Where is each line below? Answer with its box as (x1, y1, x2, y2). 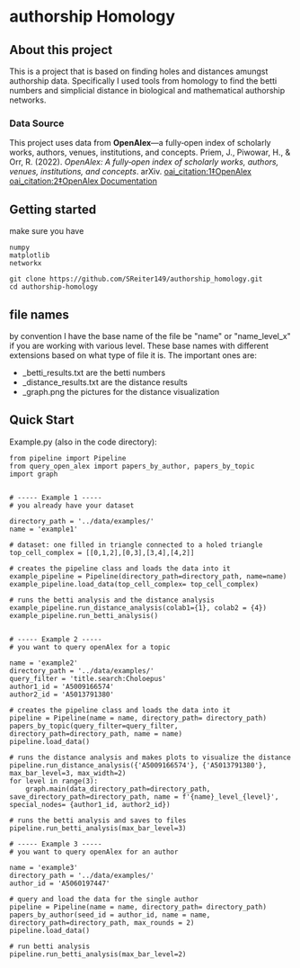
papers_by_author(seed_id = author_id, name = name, (9, 910, 211, 919)
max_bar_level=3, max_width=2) (9, 768, 127, 777)
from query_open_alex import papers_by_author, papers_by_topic (9, 462, 255, 471)
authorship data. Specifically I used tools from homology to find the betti (9, 76, 278, 86)
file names (9, 307, 70, 322)
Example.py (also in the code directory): (9, 436, 157, 447)
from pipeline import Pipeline (9, 453, 127, 462)
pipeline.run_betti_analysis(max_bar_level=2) (9, 949, 187, 959)
